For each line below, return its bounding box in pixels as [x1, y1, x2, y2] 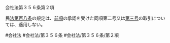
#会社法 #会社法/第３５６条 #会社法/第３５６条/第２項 [5, 32, 119, 38]
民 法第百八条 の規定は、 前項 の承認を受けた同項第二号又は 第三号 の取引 [5, 15, 152, 21]
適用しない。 [18, 22, 46, 27]
